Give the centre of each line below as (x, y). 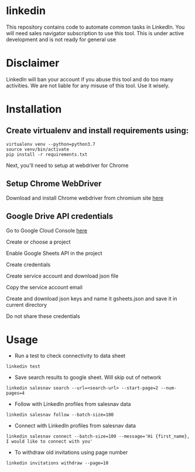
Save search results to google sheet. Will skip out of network (88, 377)
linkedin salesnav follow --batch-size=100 (60, 415)
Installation (34, 109)
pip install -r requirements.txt (47, 154)
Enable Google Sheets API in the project (54, 253)
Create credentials (28, 264)
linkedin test (23, 367)
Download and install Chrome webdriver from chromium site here (85, 198)
